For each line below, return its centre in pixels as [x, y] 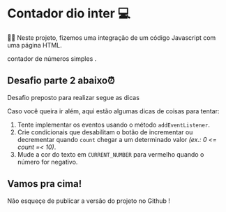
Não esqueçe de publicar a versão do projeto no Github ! [89, 201]
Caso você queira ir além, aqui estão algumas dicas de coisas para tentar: [113, 111]
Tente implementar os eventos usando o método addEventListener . [114, 125]
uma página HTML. [35, 45]
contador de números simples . [52, 58]
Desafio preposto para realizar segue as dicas [73, 97]
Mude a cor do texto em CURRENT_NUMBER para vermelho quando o [111, 154]
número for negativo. [47, 162]
